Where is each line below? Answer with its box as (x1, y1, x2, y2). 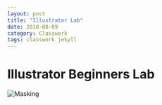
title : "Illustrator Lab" (7, 17, 83, 24)
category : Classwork (7, 29, 68, 37)
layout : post (7, 10, 46, 17)
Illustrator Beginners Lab (7, 66, 155, 83)
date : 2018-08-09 (7, 23, 58, 30)
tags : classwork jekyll (7, 36, 77, 43)
